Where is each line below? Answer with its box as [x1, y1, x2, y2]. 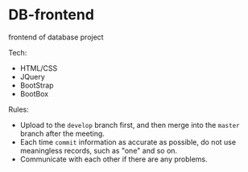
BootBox [19, 88, 49, 98]
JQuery [19, 72, 46, 81]
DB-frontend [8, 6, 95, 24]
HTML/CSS [19, 63, 58, 73]
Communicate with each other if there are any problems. [19, 154, 208, 164]
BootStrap [19, 80, 54, 90]
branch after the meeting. [19, 129, 105, 138]
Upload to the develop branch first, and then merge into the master [19, 120, 240, 129]
